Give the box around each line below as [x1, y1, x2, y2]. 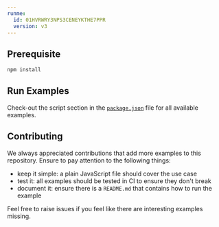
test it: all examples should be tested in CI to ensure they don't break [16, 176, 211, 185]
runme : [7, 10, 26, 17]
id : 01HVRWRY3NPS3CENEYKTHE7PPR [13, 16, 106, 23]
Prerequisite [7, 48, 61, 60]
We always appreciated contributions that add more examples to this [7, 149, 201, 157]
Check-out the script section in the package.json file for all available [7, 104, 199, 112]
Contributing [7, 131, 63, 143]
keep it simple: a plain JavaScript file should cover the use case [16, 169, 198, 178]
